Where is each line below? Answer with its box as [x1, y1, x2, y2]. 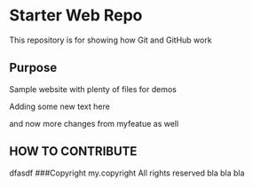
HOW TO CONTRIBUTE [9, 144, 138, 160]
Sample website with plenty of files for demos [9, 83, 178, 94]
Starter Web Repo [9, 5, 143, 26]
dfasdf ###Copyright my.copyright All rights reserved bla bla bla [9, 168, 245, 178]
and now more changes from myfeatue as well [9, 118, 179, 129]
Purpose [9, 60, 58, 75]
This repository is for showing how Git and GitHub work [9, 35, 212, 45]
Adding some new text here [9, 101, 111, 112]
